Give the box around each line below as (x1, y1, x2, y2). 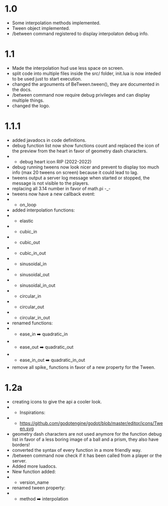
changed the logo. (12, 102, 50, 109)
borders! (12, 441, 30, 448)
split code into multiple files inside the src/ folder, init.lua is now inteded (12, 70, 161, 76)
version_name (19, 479, 49, 485)
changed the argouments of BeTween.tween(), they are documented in (12, 81, 159, 87)
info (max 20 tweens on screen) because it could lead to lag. (12, 169, 138, 175)
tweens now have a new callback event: (12, 191, 95, 197)
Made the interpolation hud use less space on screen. (12, 65, 124, 71)
